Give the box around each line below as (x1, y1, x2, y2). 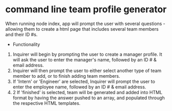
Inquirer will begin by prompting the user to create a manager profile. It (12, 51, 162, 57)
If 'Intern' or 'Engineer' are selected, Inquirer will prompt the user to (12, 78, 155, 84)
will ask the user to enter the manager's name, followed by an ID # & (12, 56, 157, 62)
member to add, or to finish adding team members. (12, 73, 120, 79)
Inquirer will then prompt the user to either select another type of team (12, 68, 162, 74)
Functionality (12, 41, 40, 47)
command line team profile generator (5, 4, 167, 15)
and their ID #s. (5, 31, 38, 37)
